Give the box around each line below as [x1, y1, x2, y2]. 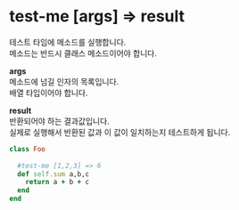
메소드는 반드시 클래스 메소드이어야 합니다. [9, 47, 158, 59]
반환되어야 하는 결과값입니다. [9, 116, 110, 126]
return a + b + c [25, 178, 90, 187]
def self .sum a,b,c [17, 169, 90, 179]
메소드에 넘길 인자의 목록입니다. [9, 76, 119, 86]
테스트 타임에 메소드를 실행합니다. [9, 36, 127, 47]
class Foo [9, 144, 46, 153]
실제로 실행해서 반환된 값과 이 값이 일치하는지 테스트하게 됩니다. [9, 126, 231, 137]
